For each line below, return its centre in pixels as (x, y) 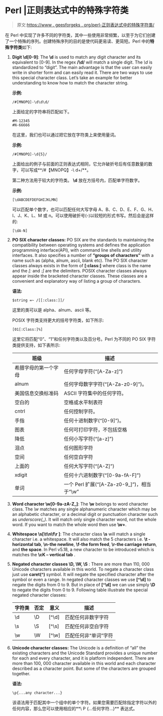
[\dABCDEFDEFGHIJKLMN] (35, 200)
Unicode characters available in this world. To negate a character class (83, 569)
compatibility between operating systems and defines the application (81, 245)
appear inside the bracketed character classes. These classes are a (80, 276)
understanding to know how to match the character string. (70, 83)
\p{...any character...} (37, 693)
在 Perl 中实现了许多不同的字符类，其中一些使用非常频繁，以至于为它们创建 (80, 35)
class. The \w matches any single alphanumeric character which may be (84, 509)
